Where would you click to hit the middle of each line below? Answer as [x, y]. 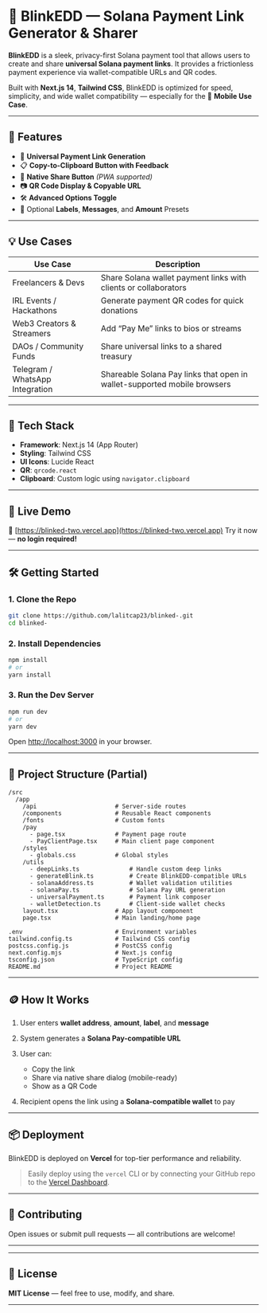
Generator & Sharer [73, 33]
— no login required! [43, 539]
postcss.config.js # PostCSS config [90, 946]
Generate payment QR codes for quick [172, 300]
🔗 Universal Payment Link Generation [83, 156]
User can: [36, 1054]
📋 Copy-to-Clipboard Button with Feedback [94, 165]
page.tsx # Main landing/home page [112, 918]
